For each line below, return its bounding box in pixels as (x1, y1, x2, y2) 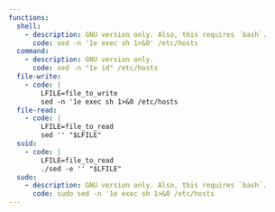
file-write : (16, 72, 62, 81)
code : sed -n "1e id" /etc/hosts (32, 64, 159, 73)
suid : (16, 139, 38, 148)
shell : (16, 22, 41, 31)
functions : (8, 13, 50, 23)
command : (16, 47, 50, 56)
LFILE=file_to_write (41, 88, 118, 97)
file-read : (16, 106, 58, 115)
